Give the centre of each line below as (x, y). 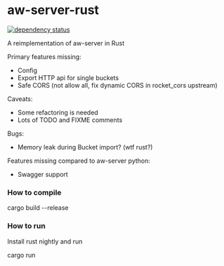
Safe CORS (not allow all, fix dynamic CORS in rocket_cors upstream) (117, 85)
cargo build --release (38, 208)
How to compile (34, 192)
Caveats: (20, 99)
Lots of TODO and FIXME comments (70, 120)
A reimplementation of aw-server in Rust (66, 43)
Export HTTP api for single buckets (68, 78)
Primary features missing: (45, 56)
